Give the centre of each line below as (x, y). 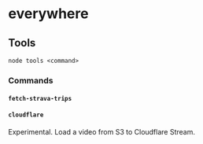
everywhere (48, 14)
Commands (31, 80)
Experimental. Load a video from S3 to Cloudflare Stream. (101, 131)
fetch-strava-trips (40, 98)
